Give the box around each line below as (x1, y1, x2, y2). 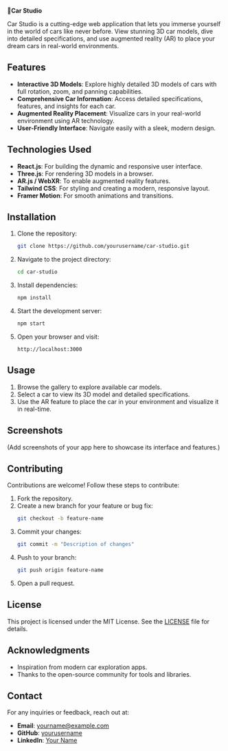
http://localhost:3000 (16, 346, 82, 352)
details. (7, 624, 28, 633)
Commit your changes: (16, 527, 82, 536)
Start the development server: (16, 307, 102, 315)
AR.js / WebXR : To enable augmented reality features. (16, 176, 171, 185)
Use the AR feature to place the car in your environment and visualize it (16, 397, 219, 405)
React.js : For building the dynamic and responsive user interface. (16, 162, 203, 170)
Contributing (7, 463, 63, 474)
